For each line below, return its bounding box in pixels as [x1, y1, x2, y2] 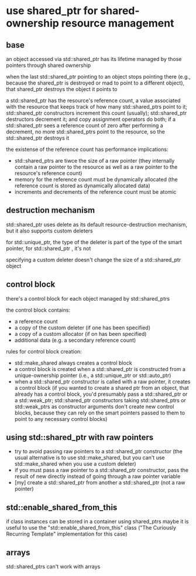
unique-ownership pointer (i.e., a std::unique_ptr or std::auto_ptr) [14, 372, 171, 379]
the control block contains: [6, 306, 71, 314]
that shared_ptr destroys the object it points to [6, 86, 118, 92]
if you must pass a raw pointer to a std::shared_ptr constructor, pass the [14, 467, 189, 474]
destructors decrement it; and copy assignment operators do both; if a [6, 116, 176, 123]
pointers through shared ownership [6, 62, 91, 69]
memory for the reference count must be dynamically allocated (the [14, 176, 178, 183]
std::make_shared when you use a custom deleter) [14, 460, 136, 467]
